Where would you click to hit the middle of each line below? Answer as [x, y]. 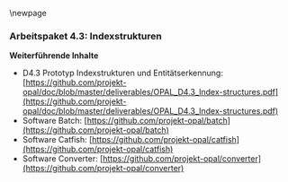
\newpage [28, 13]
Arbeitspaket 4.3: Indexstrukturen [85, 36]
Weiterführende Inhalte [54, 56]
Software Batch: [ [54, 121]
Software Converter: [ [63, 159]
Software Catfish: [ [57, 140]
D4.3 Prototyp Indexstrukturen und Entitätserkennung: [122, 73]
